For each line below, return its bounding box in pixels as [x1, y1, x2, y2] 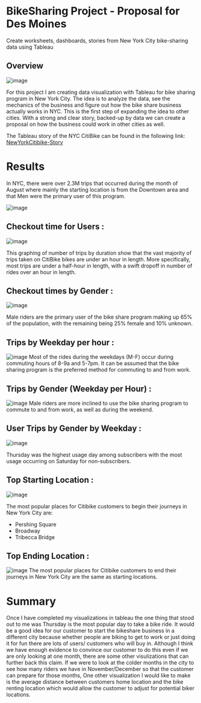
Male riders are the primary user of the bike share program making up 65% [6, 313, 193, 320]
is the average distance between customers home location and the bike [6, 678, 184, 686]
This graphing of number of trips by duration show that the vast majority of [6, 249, 192, 257]
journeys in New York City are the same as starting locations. [6, 573, 158, 581]
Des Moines [6, 17, 67, 31]
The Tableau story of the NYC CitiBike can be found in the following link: [6, 132, 185, 139]
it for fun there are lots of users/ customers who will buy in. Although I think [6, 640, 194, 647]
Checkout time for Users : [6, 222, 105, 232]
